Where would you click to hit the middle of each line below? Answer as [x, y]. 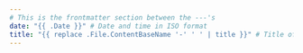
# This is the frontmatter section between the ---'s [113, 18]
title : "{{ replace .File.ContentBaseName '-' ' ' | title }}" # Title [147, 34]
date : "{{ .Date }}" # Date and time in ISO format [108, 26]
